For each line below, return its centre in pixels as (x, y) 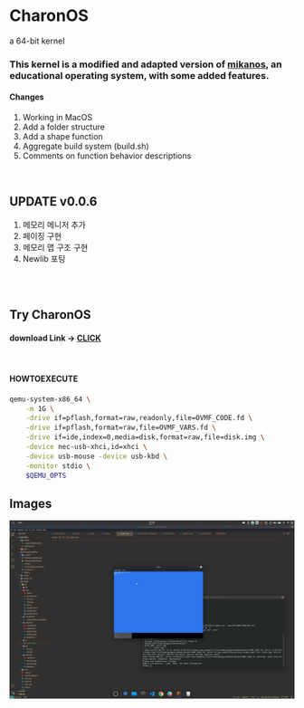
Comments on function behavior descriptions (107, 156)
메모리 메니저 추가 (54, 225)
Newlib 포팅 (44, 258)
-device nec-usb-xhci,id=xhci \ (86, 447)
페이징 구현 (42, 235)
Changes (27, 97)
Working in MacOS (57, 118)
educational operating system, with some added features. (139, 75)
